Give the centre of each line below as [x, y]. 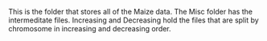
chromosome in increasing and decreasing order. [90, 29]
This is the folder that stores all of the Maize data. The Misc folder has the [131, 12]
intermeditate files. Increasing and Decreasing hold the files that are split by [133, 20]
